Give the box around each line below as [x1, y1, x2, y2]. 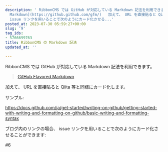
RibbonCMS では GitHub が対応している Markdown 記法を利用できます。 [5, 63, 155, 69]
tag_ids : [5, 31, 23, 36]
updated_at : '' [5, 45, 37, 50]
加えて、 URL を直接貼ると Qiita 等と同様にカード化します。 [5, 84, 128, 90]
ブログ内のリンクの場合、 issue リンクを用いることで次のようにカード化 [5, 125, 154, 131]
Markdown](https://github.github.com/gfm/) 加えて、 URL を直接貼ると [9, 12, 156, 17]
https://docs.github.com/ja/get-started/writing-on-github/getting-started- [5, 104, 157, 110]
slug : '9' [5, 26, 26, 31]
